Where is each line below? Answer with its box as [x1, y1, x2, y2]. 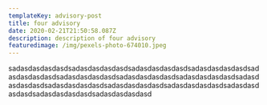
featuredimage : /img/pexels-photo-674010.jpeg [8, 42, 167, 50]
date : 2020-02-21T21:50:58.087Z [8, 26, 116, 34]
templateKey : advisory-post [8, 11, 103, 20]
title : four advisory [8, 19, 81, 27]
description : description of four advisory [8, 34, 156, 42]
